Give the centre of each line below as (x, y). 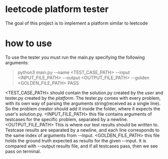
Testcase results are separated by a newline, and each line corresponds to (82, 130)
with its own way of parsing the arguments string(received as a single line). (83, 103)
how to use (29, 43)
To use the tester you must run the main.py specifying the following (75, 57)
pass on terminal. (23, 151)
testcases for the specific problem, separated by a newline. (67, 119)
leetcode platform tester (57, 9)
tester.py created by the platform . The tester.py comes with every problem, (83, 98)
